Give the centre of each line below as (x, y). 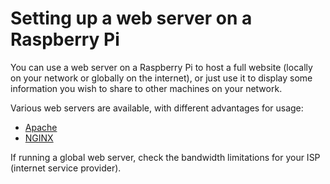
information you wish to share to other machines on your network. (146, 88)
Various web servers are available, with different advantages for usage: (157, 108)
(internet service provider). (66, 168)
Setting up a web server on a (131, 18)
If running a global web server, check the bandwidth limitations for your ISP (165, 157)
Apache (41, 127)
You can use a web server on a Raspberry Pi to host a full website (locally (161, 67)
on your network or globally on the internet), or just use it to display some (161, 78)
